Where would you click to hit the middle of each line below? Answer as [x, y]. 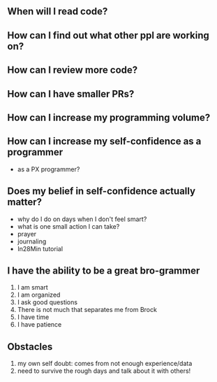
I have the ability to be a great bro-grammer [104, 270]
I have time [33, 317]
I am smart [33, 288]
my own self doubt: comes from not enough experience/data [105, 364]
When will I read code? [58, 12]
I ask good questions [47, 302]
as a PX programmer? [48, 169]
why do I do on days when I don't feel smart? [82, 219]
